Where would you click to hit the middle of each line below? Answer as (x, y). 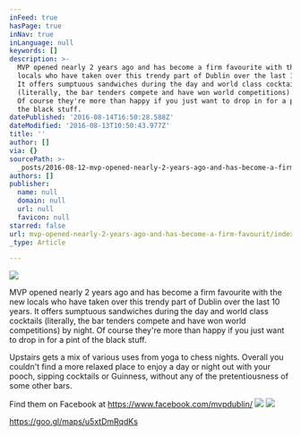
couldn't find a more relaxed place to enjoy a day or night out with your (140, 367)
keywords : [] (34, 51)
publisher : (30, 184)
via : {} (24, 150)
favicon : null (43, 217)
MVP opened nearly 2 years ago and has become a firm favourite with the (146, 293)
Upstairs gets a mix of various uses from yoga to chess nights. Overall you (146, 357)
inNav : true (31, 34)
